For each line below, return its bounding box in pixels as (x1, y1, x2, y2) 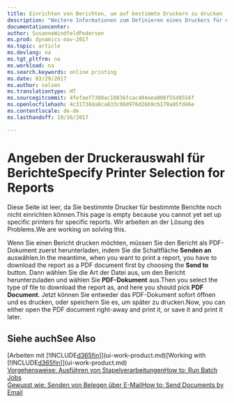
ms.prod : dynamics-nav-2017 (7, 36, 89, 43)
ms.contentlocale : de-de (7, 107, 79, 114)
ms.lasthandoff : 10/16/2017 (7, 114, 89, 121)
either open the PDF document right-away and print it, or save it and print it (7, 305, 223, 314)
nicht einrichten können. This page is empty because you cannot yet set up (7, 210, 221, 218)
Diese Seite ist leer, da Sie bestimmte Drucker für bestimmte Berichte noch (7, 203, 221, 211)
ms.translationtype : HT (7, 88, 77, 95)
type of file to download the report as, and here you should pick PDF (7, 283, 204, 291)
